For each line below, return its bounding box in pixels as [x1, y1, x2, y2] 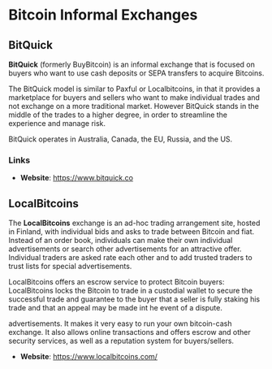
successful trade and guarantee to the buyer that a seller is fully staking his [8, 294, 261, 304]
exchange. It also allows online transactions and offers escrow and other [8, 328, 251, 337]
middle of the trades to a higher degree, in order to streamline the [8, 110, 228, 119]
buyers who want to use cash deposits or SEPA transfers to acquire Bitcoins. [8, 68, 265, 78]
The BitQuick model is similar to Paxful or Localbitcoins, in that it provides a [8, 84, 261, 93]
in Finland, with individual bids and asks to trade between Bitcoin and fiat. [8, 227, 255, 237]
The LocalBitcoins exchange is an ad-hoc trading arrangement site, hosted [8, 218, 261, 228]
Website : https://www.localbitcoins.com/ [19, 352, 158, 362]
